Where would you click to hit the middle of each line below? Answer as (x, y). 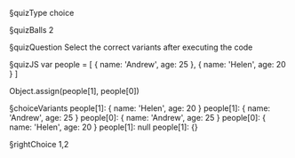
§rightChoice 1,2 (39, 144)
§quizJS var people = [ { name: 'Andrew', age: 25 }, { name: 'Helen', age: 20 (147, 64)
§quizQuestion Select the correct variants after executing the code (131, 47)
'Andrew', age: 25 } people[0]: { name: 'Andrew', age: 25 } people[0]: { (138, 118)
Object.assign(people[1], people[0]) (74, 91)
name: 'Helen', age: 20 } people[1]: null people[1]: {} (104, 127)
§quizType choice (42, 13)
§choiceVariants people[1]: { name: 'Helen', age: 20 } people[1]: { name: (140, 108)
